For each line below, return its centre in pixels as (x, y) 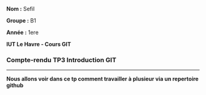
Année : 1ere (22, 32)
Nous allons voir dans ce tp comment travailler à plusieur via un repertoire (103, 79)
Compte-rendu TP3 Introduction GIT (61, 60)
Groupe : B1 (21, 20)
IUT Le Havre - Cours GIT (39, 44)
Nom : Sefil (21, 9)
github (15, 85)
